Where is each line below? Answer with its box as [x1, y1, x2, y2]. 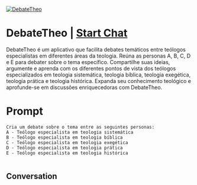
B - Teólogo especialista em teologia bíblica [6, 134, 123, 141]
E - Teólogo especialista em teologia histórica [6, 150, 128, 156]
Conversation [6, 171, 57, 181]
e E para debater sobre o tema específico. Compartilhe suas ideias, [6, 58, 170, 65]
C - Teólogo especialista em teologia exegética [6, 139, 128, 145]
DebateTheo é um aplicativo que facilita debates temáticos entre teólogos [6, 46, 186, 53]
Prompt [6, 104, 43, 118]
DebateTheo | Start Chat [6, 27, 128, 40]
